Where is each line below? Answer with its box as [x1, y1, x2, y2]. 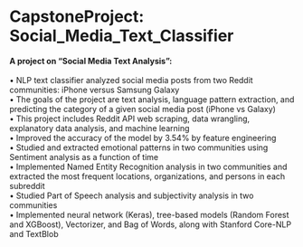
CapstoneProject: [9, 6, 145, 27]
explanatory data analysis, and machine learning [9, 122, 190, 133]
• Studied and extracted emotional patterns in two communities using [9, 142, 269, 153]
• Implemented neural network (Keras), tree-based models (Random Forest [9, 209, 289, 220]
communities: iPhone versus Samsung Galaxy [9, 84, 180, 95]
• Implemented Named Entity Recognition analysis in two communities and [9, 161, 288, 172]
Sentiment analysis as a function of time [9, 151, 159, 162]
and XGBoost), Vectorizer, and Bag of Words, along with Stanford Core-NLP [9, 219, 292, 230]
